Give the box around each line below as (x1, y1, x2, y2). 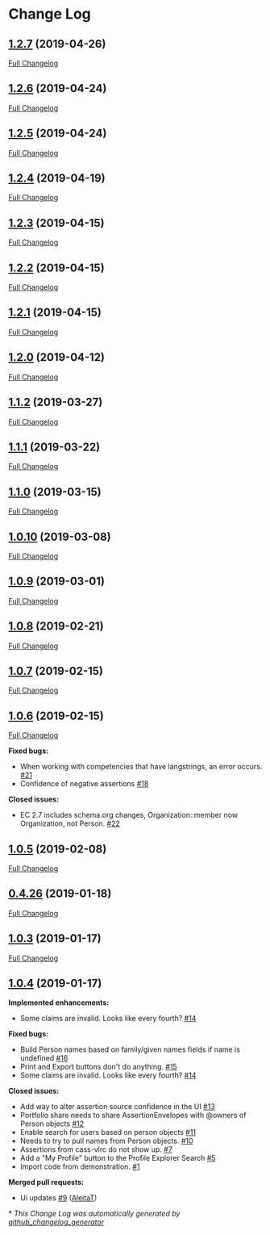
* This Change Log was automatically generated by (8, 1208, 181, 1219)
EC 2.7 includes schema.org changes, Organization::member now (19, 810, 239, 820)
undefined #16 (19, 1053, 69, 1063)
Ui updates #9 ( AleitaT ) (19, 1193, 98, 1203)
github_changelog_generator (8, 1217, 105, 1227)
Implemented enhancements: (8, 998, 110, 1007)
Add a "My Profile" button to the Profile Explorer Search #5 (19, 1153, 216, 1163)
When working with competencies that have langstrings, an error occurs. (19, 762, 263, 772)
